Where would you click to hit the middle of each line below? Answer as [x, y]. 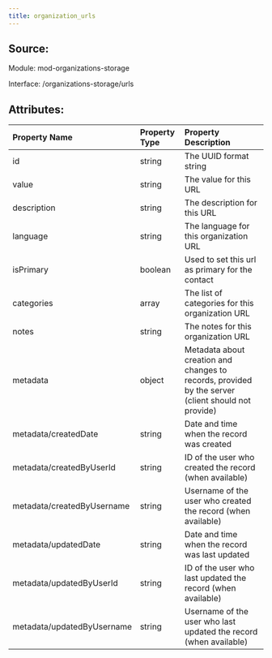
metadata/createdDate [55, 434]
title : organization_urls [52, 16]
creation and [209, 360]
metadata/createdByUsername [71, 506]
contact [199, 280]
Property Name [42, 137]
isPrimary [30, 270]
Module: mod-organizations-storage [69, 68]
